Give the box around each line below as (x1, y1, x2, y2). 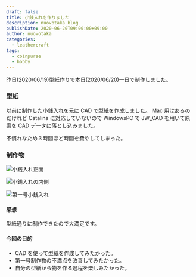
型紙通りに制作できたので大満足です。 (6, 220, 100, 227)
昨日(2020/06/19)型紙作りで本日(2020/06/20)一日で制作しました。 (6, 76, 172, 83)
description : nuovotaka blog (6, 20, 79, 26)
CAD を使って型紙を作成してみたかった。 (14, 249, 116, 257)
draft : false (6, 8, 39, 15)
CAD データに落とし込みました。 (17, 122, 99, 129)
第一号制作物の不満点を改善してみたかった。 (14, 257, 125, 264)
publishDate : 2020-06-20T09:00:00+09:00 (6, 25, 108, 32)
